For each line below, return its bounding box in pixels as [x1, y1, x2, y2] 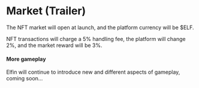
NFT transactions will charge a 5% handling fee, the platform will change [6, 35, 186, 42]
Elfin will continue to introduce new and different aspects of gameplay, [6, 68, 180, 76]
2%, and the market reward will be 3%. [6, 42, 102, 49]
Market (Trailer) [6, 4, 86, 18]
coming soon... [6, 75, 43, 82]
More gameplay [6, 55, 46, 62]
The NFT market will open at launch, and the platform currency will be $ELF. [6, 24, 194, 31]
